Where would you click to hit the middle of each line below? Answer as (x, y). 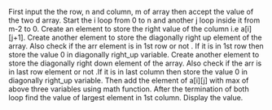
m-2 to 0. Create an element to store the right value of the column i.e (124, 29)
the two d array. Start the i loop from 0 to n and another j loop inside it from (134, 20)
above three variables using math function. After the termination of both (129, 89)
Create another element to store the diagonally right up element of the (145, 37)
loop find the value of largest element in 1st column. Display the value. (126, 97)
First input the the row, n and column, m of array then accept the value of (131, 12)
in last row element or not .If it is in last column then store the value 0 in (128, 72)
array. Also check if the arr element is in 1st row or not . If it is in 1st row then (136, 46)
